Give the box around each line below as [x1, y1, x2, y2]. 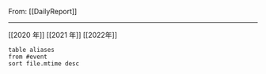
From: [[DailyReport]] [8, 7, 78, 16]
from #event [8, 53, 47, 61]
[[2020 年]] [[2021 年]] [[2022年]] [8, 31, 117, 39]
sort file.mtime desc [8, 60, 80, 68]
